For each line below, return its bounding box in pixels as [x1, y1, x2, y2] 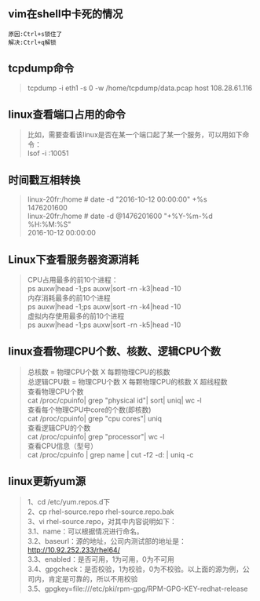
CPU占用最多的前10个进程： [27, 275, 119, 285]
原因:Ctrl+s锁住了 [8, 30, 63, 38]
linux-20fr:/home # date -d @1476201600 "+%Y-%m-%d [27, 211, 214, 221]
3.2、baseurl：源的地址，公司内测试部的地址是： [27, 536, 186, 545]
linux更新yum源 [8, 475, 86, 488]
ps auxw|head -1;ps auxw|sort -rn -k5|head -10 [27, 320, 181, 330]
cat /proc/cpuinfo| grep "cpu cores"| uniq [27, 413, 163, 423]
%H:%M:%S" [27, 220, 71, 229]
